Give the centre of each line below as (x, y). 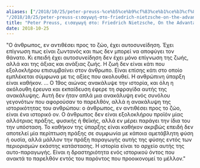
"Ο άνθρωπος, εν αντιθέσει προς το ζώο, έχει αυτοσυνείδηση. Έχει (90, 45)
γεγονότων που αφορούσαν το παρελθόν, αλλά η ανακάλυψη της (89, 102)
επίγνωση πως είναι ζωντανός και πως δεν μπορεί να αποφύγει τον (90, 52)
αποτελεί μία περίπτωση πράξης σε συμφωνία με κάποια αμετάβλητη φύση (100, 134)
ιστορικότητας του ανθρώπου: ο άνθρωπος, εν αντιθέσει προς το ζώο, (94, 108)
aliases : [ (20, 12)
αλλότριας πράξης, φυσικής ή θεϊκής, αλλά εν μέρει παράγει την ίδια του (98, 121)
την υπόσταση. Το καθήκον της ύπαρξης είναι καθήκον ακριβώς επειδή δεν (100, 127)
